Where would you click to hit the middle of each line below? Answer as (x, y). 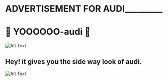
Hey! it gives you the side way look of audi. (74, 62)
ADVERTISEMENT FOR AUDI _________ (84, 9)
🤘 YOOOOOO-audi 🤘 (48, 32)
